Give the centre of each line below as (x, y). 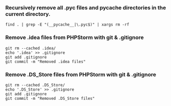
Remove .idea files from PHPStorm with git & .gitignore (75, 37)
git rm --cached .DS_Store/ (35, 85)
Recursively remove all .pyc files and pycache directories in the (86, 8)
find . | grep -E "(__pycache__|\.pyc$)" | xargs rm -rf (67, 25)
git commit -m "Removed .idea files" (46, 61)
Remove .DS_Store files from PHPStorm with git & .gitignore (81, 74)
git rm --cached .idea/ (31, 48)
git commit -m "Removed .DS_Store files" (50, 98)
